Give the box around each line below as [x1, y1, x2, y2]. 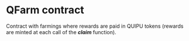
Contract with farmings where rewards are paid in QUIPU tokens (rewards [6, 23, 184, 29]
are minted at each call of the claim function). [6, 28, 116, 35]
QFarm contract [6, 3, 85, 17]
